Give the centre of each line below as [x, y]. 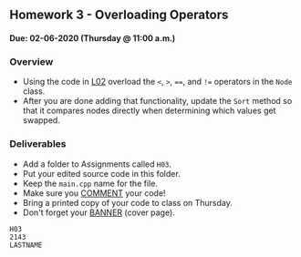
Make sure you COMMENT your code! [94, 193]
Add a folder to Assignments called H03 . [97, 164]
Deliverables [38, 144]
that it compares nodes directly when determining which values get [149, 111]
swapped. [42, 120]
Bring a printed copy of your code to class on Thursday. [127, 202]
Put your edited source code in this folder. [101, 173]
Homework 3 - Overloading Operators [119, 15]
